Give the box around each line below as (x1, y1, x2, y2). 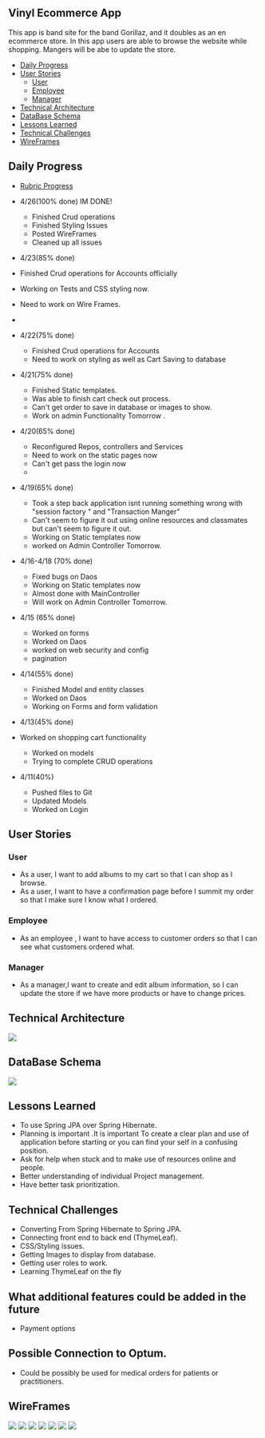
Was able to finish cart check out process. (31, 393, 171, 403)
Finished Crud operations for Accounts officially (19, 268, 178, 278)
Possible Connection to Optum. (8, 1347, 168, 1360)
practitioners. (19, 1376, 64, 1386)
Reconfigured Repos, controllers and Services (31, 441, 184, 451)
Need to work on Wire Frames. (19, 299, 121, 309)
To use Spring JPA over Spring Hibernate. (19, 1121, 157, 1130)
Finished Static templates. (31, 385, 117, 395)
